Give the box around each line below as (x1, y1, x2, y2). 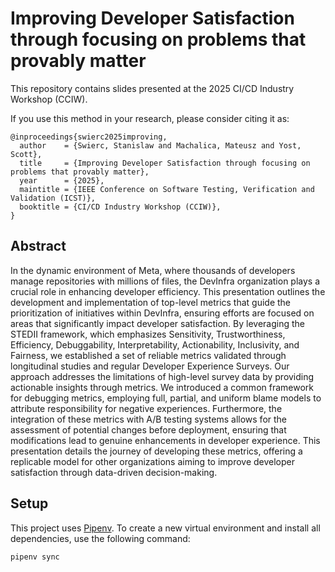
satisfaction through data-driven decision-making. (10, 466, 218, 478)
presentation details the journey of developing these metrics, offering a (10, 445, 303, 457)
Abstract (10, 238, 67, 255)
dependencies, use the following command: (10, 532, 191, 544)
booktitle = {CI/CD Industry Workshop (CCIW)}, (19, 202, 222, 212)
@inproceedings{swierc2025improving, (10, 132, 168, 142)
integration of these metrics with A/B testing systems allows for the (10, 413, 287, 425)
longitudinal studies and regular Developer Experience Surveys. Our (10, 360, 290, 372)
